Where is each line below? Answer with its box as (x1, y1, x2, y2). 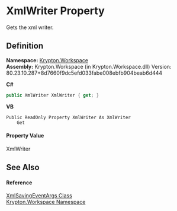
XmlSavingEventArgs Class (6, 192, 72, 199)
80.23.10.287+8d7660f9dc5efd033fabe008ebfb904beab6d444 (6, 69, 163, 76)
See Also (6, 162, 40, 172)
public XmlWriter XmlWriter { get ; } (6, 92, 99, 98)
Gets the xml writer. (6, 24, 54, 31)
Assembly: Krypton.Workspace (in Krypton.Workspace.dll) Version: (6, 63, 172, 70)
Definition (6, 41, 43, 51)
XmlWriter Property (6, 4, 105, 18)
